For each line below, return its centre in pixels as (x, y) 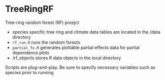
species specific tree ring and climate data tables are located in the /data (86, 32)
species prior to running (30, 72)
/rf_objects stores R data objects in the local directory (66, 58)
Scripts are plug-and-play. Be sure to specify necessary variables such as (80, 67)
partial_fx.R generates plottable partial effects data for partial (76, 47)
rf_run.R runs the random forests (46, 42)
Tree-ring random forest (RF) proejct (42, 22)
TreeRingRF (30, 9)
